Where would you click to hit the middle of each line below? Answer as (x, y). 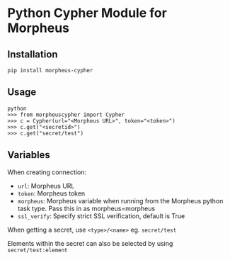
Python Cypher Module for (87, 13)
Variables (29, 155)
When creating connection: (47, 172)
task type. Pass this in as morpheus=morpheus (86, 208)
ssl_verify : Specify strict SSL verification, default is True (101, 216)
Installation (33, 54)
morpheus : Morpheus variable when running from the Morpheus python (120, 200)
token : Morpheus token (51, 193)
